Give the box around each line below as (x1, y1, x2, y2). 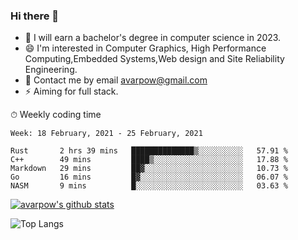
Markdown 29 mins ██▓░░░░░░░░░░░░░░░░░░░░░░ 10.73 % (10, 164, 288, 174)
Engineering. (24, 64, 78, 76)
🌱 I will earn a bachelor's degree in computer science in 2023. (24, 32, 282, 44)
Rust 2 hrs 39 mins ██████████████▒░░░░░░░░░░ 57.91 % (10, 146, 288, 156)
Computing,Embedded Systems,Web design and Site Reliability (24, 53, 285, 65)
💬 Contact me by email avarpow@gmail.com (24, 74, 208, 86)
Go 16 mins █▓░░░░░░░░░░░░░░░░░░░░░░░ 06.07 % (10, 172, 288, 183)
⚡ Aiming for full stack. (24, 85, 119, 98)
